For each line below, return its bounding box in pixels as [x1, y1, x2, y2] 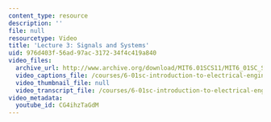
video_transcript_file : [15, 86, 95, 95]
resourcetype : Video [8, 34, 78, 43]
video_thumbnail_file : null [15, 79, 110, 87]
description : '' [8, 19, 63, 27]
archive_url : [15, 64, 60, 72]
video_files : [8, 57, 52, 65]
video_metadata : [8, 94, 63, 102]
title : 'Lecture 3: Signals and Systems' [8, 42, 150, 50]
